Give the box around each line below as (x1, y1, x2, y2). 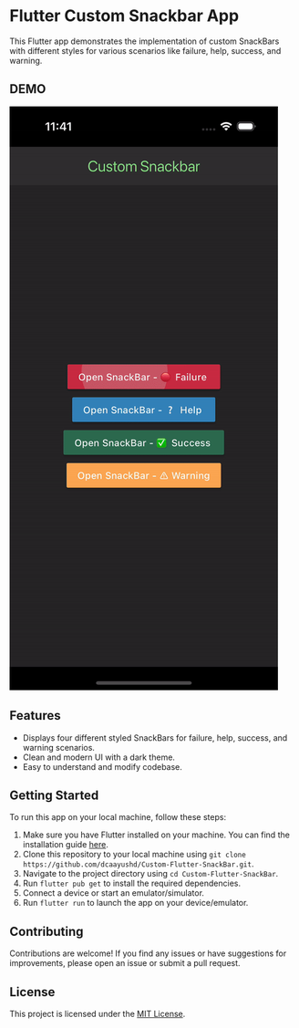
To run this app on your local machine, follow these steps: (9, 812, 226, 823)
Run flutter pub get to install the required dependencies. (22, 877, 242, 889)
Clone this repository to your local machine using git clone (22, 849, 246, 860)
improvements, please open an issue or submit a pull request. (9, 958, 241, 969)
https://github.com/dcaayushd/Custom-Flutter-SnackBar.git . (22, 858, 254, 869)
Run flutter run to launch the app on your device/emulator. (22, 898, 249, 909)
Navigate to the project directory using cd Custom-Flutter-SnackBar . (22, 868, 279, 879)
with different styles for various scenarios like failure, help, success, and (9, 45, 282, 56)
